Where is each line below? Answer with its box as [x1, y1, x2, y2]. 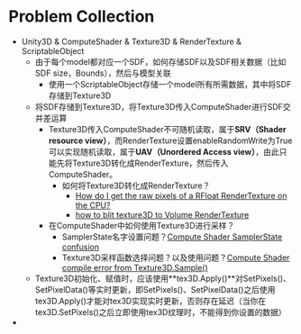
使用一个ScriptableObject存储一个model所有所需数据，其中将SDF [48, 78, 292, 89]
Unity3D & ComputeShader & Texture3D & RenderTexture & [21, 36, 242, 47]
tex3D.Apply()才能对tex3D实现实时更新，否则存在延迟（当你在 [34, 295, 267, 306]
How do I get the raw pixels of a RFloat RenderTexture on [75, 190, 287, 201]
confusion [61, 241, 100, 252]
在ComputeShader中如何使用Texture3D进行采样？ [48, 220, 235, 230]
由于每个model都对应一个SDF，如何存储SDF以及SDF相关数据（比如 [34, 56, 287, 67]
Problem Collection [8, 6, 155, 27]
